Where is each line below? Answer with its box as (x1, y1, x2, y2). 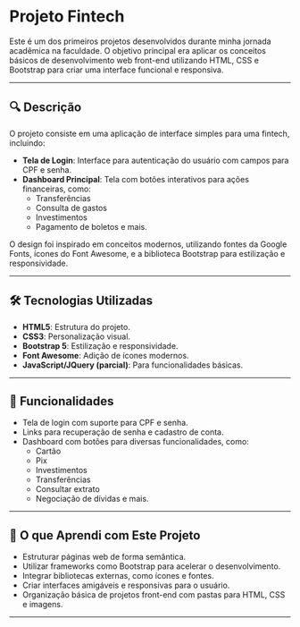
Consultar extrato (35, 484, 100, 495)
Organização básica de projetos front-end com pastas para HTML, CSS (21, 589, 286, 600)
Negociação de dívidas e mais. (35, 494, 149, 504)
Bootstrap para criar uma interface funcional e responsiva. (9, 64, 224, 75)
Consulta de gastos (35, 202, 107, 213)
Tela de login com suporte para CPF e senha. (21, 418, 189, 428)
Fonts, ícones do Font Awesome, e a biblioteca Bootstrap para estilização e (9, 248, 286, 258)
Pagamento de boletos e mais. (35, 221, 147, 232)
